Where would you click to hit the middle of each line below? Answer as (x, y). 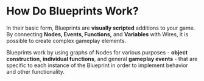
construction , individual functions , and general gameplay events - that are (102, 59)
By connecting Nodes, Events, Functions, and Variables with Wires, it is (97, 34)
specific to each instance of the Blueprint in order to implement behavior (97, 65)
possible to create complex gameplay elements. (66, 40)
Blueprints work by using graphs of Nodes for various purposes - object (97, 52)
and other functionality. (36, 71)
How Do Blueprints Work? (72, 11)
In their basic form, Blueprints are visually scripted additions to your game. (101, 28)
